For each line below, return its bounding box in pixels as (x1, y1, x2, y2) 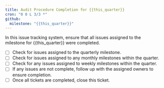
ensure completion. (12, 72, 52, 78)
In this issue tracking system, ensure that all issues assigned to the (5, 35, 141, 41)
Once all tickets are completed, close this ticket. (12, 77, 110, 83)
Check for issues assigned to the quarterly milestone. (12, 49, 122, 55)
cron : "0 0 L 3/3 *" (5, 12, 48, 17)
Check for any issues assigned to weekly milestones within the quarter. (12, 60, 157, 67)
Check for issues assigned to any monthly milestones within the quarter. (12, 55, 160, 61)
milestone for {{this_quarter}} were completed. (5, 40, 100, 46)
